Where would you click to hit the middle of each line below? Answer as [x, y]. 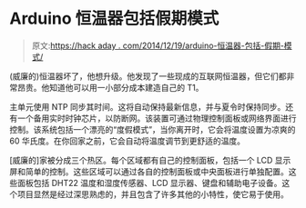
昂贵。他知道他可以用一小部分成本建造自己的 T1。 [110, 87]
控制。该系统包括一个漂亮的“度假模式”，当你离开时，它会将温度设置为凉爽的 [153, 129]
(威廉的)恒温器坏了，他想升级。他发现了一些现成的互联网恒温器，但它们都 [148, 76]
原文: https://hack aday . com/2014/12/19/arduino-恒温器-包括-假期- [158, 45]
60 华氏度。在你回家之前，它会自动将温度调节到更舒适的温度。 [127, 141]
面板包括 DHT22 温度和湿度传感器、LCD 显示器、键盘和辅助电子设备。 [149, 183]
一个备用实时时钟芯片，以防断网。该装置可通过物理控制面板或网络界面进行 [157, 118]
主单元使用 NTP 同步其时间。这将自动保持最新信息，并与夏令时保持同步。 [148, 106]
